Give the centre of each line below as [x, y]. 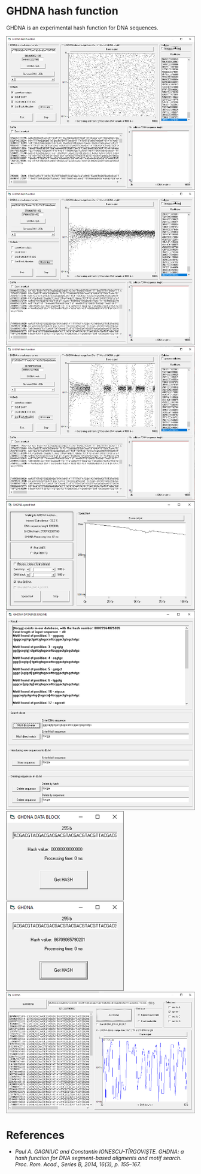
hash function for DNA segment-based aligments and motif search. [98, 1158]
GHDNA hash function [62, 11]
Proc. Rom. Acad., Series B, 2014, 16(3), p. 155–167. [78, 1164]
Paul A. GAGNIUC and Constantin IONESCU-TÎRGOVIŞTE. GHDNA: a [99, 1152]
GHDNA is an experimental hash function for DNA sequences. [82, 28]
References [35, 1135]
